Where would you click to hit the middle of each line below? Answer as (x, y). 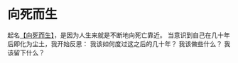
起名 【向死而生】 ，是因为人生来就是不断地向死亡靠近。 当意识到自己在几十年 (119, 35)
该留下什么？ (26, 52)
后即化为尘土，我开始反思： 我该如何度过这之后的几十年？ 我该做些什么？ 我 (119, 43)
